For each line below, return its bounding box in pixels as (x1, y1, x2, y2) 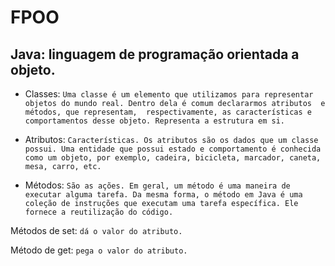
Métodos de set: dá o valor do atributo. (10, 225, 183, 236)
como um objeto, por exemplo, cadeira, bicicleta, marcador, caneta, (24, 153, 322, 163)
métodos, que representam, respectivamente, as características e (24, 107, 312, 117)
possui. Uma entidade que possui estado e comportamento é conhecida (24, 144, 322, 154)
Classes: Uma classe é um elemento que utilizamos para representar (24, 88, 314, 100)
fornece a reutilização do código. (24, 207, 174, 217)
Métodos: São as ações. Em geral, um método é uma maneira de (24, 179, 291, 191)
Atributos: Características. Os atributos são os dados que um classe (24, 134, 319, 145)
